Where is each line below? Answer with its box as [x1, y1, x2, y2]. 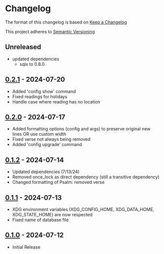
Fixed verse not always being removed [12, 136, 91, 142]
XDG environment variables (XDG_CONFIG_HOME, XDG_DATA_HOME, [12, 206, 155, 212]
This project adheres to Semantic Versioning [5, 28, 95, 34]
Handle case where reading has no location [12, 99, 101, 104]
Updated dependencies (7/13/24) [12, 169, 80, 175]
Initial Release [12, 244, 41, 250]
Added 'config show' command [12, 88, 76, 94]
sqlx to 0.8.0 [19, 61, 45, 67]
